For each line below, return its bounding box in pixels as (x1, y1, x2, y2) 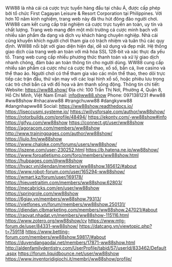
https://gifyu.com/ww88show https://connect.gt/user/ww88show (5, 120, 144, 125)
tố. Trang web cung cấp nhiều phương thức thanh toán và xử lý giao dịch (5, 54, 159, 60)
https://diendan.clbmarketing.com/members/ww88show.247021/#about (5, 207, 158, 213)
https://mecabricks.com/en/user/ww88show (5, 185, 100, 191)
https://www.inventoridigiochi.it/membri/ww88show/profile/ (5, 256, 132, 262)
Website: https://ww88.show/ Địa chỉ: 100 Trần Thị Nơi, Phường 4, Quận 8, (5, 87, 163, 92)
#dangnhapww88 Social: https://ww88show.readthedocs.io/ (5, 103, 133, 109)
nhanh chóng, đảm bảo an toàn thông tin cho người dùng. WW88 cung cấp (5, 60, 164, 65)
